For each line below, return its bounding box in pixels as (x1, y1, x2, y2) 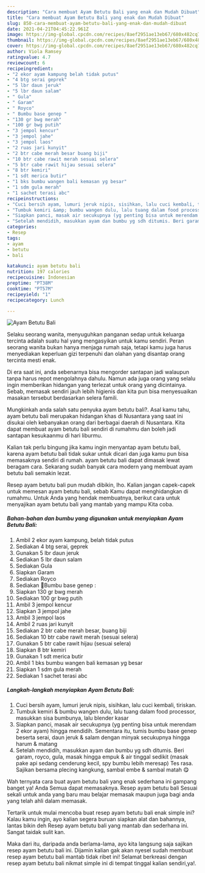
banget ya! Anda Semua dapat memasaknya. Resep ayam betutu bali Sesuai (7, 784, 198, 791)
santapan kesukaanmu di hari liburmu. (7, 432, 103, 439)
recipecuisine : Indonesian (7, 274, 75, 280)
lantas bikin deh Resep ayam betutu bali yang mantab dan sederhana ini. (7, 822, 189, 829)
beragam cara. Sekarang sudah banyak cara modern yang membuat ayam (7, 463, 193, 470)
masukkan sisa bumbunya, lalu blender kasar (15, 714, 129, 722)
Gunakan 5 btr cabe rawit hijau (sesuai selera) (15, 640, 131, 647)
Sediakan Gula (15, 562, 52, 569)
